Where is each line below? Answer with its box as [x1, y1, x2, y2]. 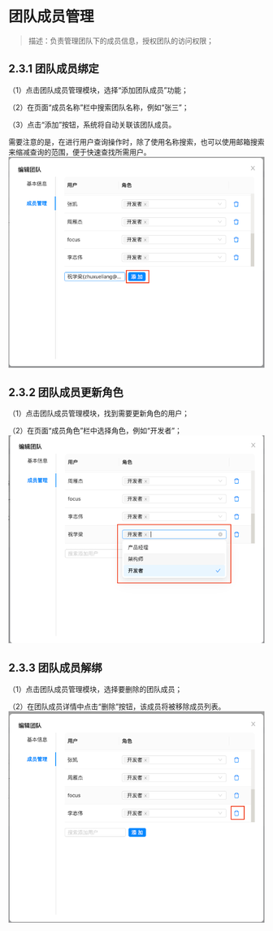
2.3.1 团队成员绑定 [8, 62, 100, 76]
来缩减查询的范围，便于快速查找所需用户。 [8, 147, 151, 157]
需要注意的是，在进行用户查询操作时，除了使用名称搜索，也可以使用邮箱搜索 [8, 137, 265, 146]
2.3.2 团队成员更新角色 [8, 385, 124, 399]
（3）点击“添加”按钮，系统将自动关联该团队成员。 [8, 120, 176, 129]
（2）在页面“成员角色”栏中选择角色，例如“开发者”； [8, 426, 183, 436]
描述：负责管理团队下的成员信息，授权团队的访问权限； [28, 36, 214, 46]
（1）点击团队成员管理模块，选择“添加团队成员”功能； [8, 85, 189, 94]
